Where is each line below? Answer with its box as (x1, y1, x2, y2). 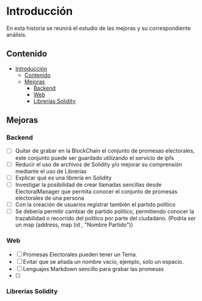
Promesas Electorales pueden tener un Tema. (23, 251, 137, 258)
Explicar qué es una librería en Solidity (15, 174, 112, 181)
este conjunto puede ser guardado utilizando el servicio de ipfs (15, 154, 175, 161)
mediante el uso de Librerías (15, 167, 87, 175)
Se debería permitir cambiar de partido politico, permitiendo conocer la (15, 208, 194, 215)
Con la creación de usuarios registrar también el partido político (15, 200, 176, 208)
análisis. (6, 31, 27, 38)
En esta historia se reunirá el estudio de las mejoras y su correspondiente (6, 24, 191, 32)
